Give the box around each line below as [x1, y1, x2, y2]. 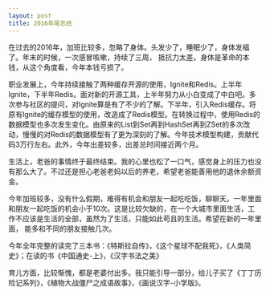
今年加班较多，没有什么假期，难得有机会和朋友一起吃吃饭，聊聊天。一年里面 [8, 193, 262, 203]
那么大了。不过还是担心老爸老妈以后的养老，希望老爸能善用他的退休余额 [14, 166, 255, 176]
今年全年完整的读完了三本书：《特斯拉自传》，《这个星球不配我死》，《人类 [8, 240, 244, 250]
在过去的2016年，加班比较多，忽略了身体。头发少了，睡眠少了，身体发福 [8, 42, 250, 52]
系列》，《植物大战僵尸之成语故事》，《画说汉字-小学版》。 [22, 277, 206, 287]
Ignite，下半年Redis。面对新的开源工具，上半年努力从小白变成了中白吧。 [8, 89, 249, 99]
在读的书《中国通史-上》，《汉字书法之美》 [25, 250, 163, 261]
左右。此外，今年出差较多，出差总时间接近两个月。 [33, 139, 203, 149]
